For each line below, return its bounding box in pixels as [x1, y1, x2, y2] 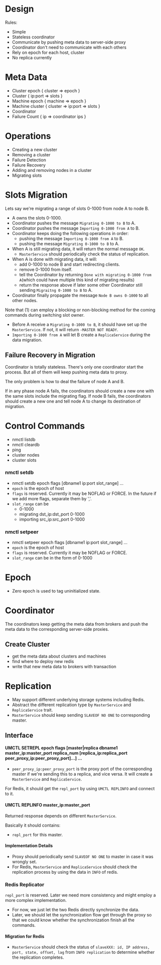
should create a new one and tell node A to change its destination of [5, 398, 141, 404]
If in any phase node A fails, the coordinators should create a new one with [5, 388, 154, 394]
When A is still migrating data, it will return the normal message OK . [12, 246, 145, 252]
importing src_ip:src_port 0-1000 [19, 516, 85, 522]
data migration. [12, 337, 43, 343]
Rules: [5, 19, 18, 25]
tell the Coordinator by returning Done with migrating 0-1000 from [19, 271, 152, 277]
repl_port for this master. [12, 831, 63, 837]
